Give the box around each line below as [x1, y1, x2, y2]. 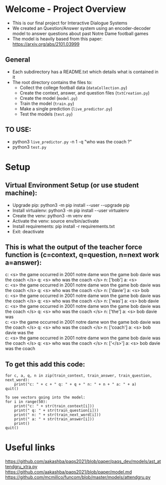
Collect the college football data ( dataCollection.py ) [19, 85, 128, 91]
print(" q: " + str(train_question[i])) [14, 408, 99, 413]
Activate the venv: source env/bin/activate [12, 218, 99, 224]
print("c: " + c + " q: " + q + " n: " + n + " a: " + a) [14, 382, 137, 387]
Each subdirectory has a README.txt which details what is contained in [12, 69, 159, 75]
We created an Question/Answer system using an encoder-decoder [12, 25, 151, 31]
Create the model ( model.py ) [19, 95, 78, 101]
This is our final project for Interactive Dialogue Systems [12, 20, 128, 26]
